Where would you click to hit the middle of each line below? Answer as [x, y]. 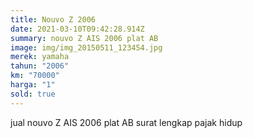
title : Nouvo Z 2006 [53, 19]
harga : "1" [33, 85]
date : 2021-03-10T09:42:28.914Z [77, 29]
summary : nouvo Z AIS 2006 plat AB [84, 38]
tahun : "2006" [40, 66]
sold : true [33, 94]
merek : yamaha [40, 57]
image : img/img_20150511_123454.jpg [86, 47]
